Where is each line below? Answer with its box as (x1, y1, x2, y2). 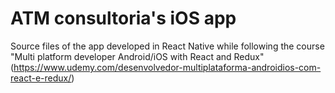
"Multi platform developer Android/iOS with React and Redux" (10, 50, 265, 62)
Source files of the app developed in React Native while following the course (10, 40, 325, 52)
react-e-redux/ (10, 72, 72, 84)
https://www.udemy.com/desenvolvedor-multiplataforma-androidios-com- (13, 61, 322, 73)
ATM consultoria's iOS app (10, 7, 237, 30)
